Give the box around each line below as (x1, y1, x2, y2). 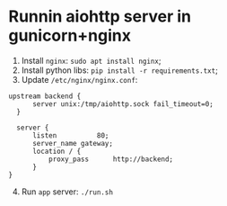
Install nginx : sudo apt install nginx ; (21, 55, 162, 66)
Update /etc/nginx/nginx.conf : (21, 74, 138, 85)
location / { (31, 147, 82, 156)
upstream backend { (8, 92, 82, 101)
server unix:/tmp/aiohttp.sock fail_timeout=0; (31, 99, 214, 109)
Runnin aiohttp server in (8, 6, 192, 27)
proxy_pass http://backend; (48, 155, 174, 164)
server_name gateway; (31, 139, 114, 148)
